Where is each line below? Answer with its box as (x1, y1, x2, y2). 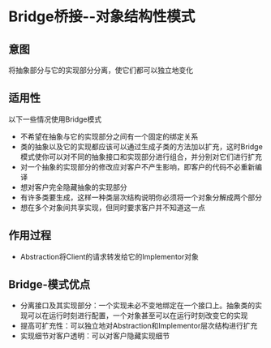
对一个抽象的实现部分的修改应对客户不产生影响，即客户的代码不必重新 (19, 161, 256, 171)
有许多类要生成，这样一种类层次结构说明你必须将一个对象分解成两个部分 (19, 192, 262, 202)
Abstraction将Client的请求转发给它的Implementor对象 (19, 251, 199, 261)
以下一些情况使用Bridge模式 (8, 114, 102, 124)
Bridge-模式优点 (8, 277, 91, 292)
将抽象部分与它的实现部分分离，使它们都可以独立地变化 (8, 66, 193, 75)
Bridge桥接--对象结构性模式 (8, 7, 196, 26)
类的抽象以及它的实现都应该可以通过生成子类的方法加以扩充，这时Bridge (19, 141, 264, 151)
